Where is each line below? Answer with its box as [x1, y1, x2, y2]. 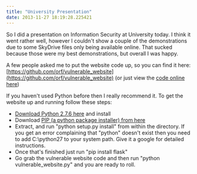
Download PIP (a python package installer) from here [14, 116, 146, 123]
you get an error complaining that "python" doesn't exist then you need [14, 129, 190, 136]
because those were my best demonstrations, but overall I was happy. [6, 50, 178, 57]
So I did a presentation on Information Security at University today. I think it [6, 30, 191, 38]
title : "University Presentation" [6, 8, 93, 15]
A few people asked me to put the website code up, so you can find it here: [6, 61, 191, 69]
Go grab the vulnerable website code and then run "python [14, 154, 160, 161]
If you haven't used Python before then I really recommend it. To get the [6, 92, 183, 99]
